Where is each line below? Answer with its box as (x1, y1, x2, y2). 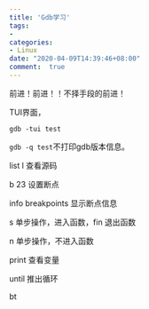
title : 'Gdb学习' (9, 12, 71, 22)
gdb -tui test (9, 124, 62, 133)
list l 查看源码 (9, 160, 58, 170)
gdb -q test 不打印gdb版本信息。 (9, 141, 130, 152)
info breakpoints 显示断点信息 (9, 197, 118, 209)
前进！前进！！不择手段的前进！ (9, 88, 126, 99)
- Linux (9, 46, 38, 55)
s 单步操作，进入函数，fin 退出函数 (9, 217, 137, 227)
